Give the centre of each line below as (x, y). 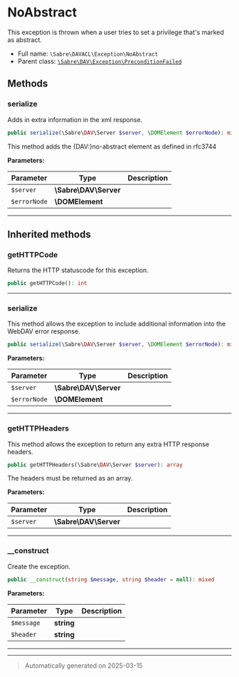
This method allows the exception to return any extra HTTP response (108, 444)
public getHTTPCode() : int (47, 284)
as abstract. (25, 39)
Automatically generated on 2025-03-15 (84, 666)
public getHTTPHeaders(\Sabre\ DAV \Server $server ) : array (95, 465)
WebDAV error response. (44, 331)
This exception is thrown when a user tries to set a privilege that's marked (116, 32)
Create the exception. (39, 566)
